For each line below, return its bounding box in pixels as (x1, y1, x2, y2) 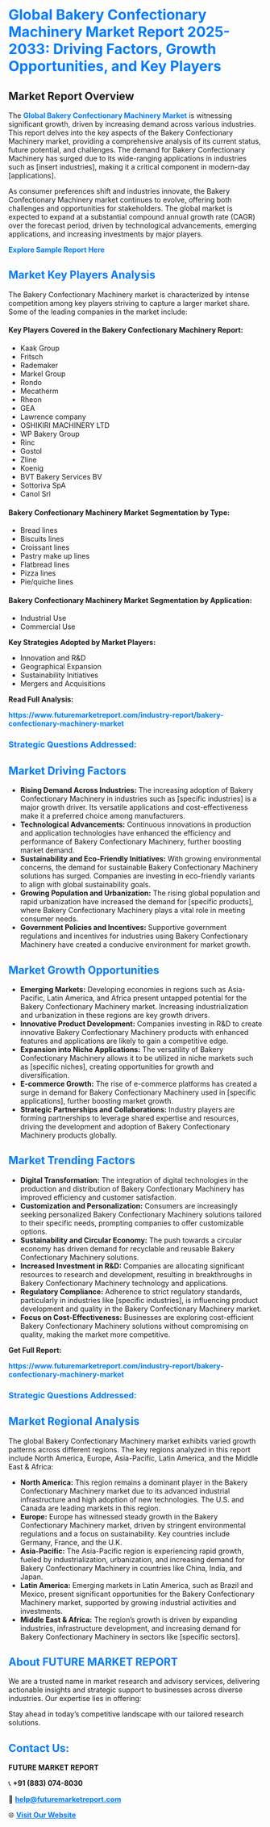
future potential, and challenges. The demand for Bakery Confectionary (8, 145, 246, 154)
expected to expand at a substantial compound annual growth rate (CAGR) (8, 212, 255, 221)
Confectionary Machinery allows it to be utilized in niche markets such (19, 1053, 254, 1062)
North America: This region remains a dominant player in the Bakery (19, 1477, 248, 1487)
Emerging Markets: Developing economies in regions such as (19, 984, 226, 994)
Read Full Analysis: (8, 694, 74, 704)
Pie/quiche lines (19, 577, 74, 587)
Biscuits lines (19, 534, 64, 544)
